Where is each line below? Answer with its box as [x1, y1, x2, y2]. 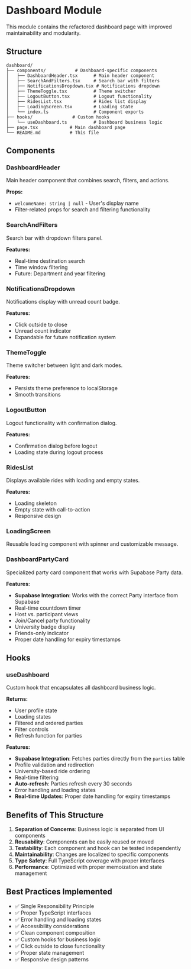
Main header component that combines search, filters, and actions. [6, 177, 170, 184]
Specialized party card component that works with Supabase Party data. [6, 569, 183, 576]
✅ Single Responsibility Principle [14, 902, 95, 909]
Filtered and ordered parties [14, 720, 83, 727]
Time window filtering [14, 263, 68, 271]
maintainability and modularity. [6, 29, 81, 36]
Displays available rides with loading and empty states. [6, 477, 140, 484]
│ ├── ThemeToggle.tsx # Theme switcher [6, 88, 136, 94]
